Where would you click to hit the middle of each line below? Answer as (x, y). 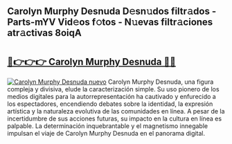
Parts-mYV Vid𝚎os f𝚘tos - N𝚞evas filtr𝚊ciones (110, 22)
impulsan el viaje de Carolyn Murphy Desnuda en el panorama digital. (106, 133)
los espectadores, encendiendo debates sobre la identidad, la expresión (110, 104)
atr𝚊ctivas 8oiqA (44, 33)
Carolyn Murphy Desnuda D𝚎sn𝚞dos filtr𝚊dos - (112, 11)
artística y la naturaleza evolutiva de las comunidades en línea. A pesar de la (116, 111)
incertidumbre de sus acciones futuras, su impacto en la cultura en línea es (115, 118)
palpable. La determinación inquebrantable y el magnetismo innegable (108, 126)
